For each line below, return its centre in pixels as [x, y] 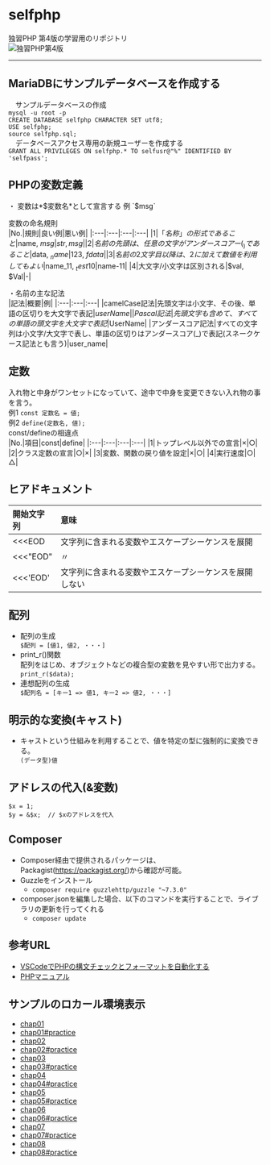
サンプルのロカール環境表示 [77, 1004]
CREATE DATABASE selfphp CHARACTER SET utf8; [86, 120]
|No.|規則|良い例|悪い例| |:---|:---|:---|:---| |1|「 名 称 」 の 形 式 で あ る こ [122, 233]
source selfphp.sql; [43, 134]
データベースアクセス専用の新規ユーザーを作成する [99, 143]
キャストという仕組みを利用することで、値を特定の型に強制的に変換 [132, 741]
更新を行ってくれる [73, 909]
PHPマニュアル [45, 976]
